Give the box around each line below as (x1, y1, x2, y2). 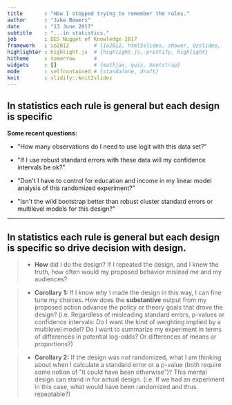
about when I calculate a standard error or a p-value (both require (34, 361, 222, 368)
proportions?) (34, 340, 74, 348)
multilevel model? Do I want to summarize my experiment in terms (34, 326, 222, 333)
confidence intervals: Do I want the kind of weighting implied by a (34, 318, 221, 326)
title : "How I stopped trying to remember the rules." (7, 10, 190, 17)
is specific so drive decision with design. (7, 242, 186, 254)
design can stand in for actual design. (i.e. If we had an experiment (34, 375, 224, 384)
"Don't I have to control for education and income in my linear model (17, 177, 212, 185)
